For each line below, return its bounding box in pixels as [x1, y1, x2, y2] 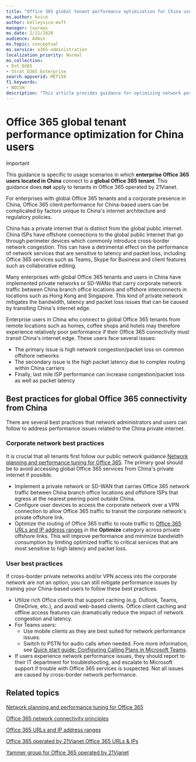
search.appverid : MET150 [6, 74, 66, 80]
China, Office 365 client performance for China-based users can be [6, 201, 169, 208]
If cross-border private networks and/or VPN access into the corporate [6, 573, 177, 580]
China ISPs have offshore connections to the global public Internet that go [6, 231, 184, 238]
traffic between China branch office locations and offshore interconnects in [6, 286, 187, 293]
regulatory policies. [6, 213, 52, 220]
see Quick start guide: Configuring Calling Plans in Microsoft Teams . [23, 646, 188, 653]
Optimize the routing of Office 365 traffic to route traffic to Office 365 [14, 520, 182, 527]
